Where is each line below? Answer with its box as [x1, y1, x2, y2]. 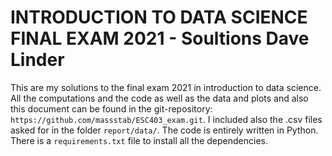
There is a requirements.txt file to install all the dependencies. [10, 134, 269, 146]
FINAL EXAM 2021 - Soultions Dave [10, 27, 310, 50]
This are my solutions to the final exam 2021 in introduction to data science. [10, 81, 322, 93]
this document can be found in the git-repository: [10, 102, 213, 115]
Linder [10, 49, 65, 71]
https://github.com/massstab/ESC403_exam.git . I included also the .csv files [10, 113, 323, 125]
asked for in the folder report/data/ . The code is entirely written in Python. [10, 124, 319, 136]
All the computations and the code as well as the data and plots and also [10, 92, 309, 104]
